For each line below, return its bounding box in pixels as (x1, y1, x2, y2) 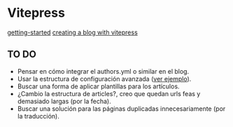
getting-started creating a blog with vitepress (7, 28, 138, 36)
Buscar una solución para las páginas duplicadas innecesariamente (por (17, 104, 226, 113)
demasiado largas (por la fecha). (17, 97, 111, 105)
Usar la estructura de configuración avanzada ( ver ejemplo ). (17, 74, 192, 83)
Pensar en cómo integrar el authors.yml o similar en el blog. (17, 67, 190, 75)
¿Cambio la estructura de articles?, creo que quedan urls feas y (17, 89, 201, 98)
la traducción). (17, 112, 59, 120)
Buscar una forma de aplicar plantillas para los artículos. (17, 82, 180, 91)
